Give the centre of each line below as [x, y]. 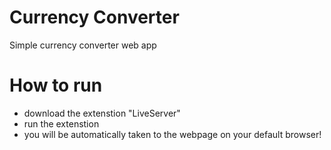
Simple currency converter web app [83, 45]
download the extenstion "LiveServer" [102, 113]
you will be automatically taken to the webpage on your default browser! [172, 134]
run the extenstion [61, 123]
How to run [56, 85]
